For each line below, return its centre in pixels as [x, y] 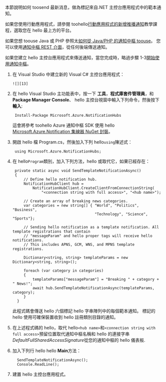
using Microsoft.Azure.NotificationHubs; [58, 152]
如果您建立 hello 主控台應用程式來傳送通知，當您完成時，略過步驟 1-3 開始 [80, 58]
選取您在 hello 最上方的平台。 [44, 30]
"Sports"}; [24, 219]
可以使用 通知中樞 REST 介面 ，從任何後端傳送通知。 [57, 47]
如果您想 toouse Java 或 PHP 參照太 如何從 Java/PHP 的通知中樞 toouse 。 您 [83, 41]
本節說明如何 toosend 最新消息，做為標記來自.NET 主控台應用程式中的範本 [81, 7]
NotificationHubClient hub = [54, 184]
